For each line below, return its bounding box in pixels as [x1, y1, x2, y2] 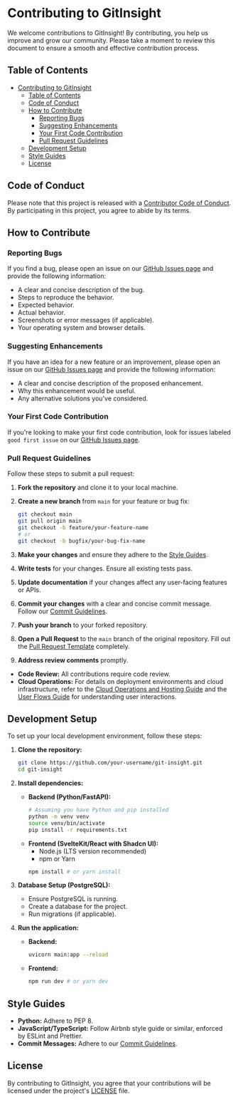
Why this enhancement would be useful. [17, 386, 136, 395]
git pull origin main [17, 518, 82, 525]
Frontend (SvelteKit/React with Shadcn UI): [28, 839, 158, 848]
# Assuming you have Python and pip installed [28, 806, 169, 813]
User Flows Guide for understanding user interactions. [17, 692, 177, 701]
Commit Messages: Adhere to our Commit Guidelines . [17, 1039, 178, 1048]
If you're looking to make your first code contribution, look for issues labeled [7, 427, 231, 436]
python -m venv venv [28, 813, 90, 820]
